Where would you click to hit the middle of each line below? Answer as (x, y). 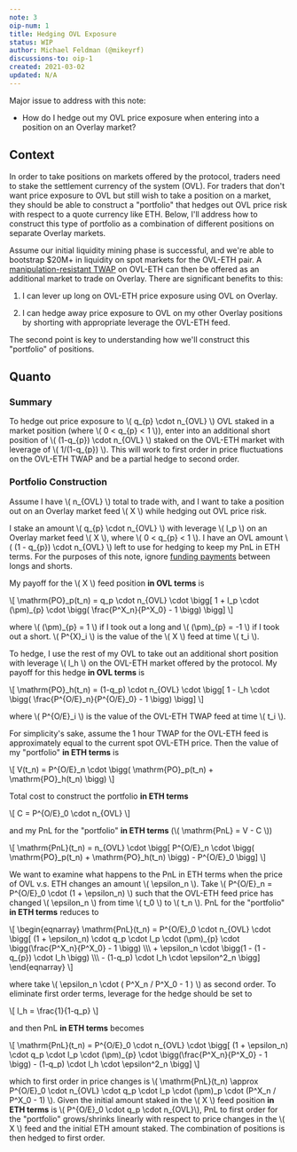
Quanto (30, 377)
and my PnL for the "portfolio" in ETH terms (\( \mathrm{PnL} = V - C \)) (141, 830)
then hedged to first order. (57, 1138)
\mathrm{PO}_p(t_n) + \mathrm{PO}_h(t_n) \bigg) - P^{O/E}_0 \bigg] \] (137, 856)
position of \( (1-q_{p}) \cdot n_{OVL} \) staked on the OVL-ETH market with (147, 440)
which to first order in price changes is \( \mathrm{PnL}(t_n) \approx (134, 1081)
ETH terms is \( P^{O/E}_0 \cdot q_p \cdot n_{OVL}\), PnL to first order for (144, 1109)
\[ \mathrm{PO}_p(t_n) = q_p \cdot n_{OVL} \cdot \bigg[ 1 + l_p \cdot (134, 600)
